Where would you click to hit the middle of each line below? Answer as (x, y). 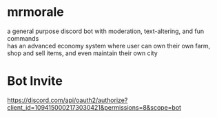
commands (23, 38)
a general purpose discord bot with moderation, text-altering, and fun (106, 31)
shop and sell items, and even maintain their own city (83, 53)
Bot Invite (35, 81)
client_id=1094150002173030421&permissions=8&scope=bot (94, 107)
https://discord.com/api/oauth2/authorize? (68, 100)
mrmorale (35, 12)
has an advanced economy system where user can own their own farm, (109, 46)
